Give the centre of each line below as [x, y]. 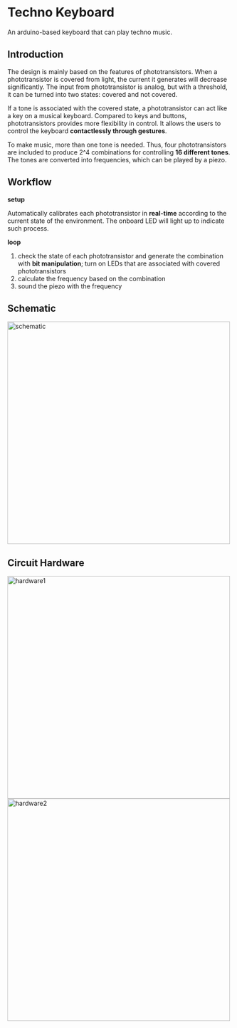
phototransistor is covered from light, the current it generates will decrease [117, 79]
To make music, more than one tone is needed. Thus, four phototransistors [117, 145]
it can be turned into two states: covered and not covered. [93, 94]
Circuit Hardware [46, 563]
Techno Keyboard [61, 12]
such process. [28, 228]
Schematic [32, 308]
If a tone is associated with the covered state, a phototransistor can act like [117, 108]
